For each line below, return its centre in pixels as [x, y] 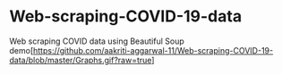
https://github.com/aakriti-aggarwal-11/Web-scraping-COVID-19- [153, 50]
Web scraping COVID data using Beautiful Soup [97, 41]
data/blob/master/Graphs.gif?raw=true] [82, 60]
